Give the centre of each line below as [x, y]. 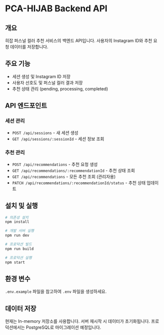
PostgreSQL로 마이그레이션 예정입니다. [64, 328]
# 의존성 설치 [17, 217]
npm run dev [17, 236]
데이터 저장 [21, 308]
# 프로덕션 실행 [19, 258]
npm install [17, 222]
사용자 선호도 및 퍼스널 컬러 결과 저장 [47, 83]
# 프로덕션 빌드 [19, 244]
